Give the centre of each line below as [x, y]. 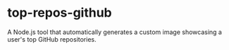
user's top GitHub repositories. [52, 39]
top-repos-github [60, 13]
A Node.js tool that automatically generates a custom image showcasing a [114, 32]
